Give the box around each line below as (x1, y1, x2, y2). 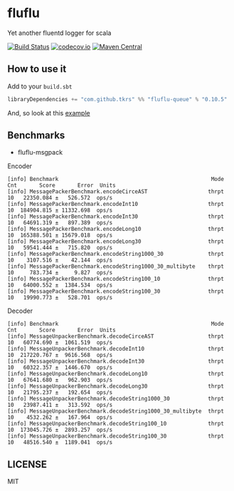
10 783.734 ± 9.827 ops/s (7, 269, 113, 276)
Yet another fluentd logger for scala (7, 29, 112, 37)
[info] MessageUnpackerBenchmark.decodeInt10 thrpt (7, 346, 224, 353)
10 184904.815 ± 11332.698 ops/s (7, 207, 113, 215)
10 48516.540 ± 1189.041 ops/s (7, 439, 113, 446)
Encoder (7, 162, 33, 170)
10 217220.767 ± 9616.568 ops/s (7, 351, 113, 359)
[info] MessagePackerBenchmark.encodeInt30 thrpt (7, 213, 224, 220)
